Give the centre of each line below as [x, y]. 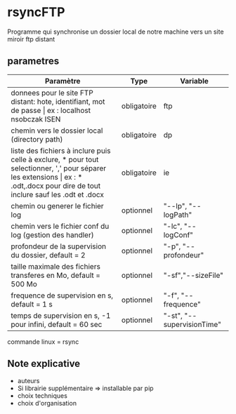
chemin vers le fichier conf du [60, 226]
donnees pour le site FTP [52, 93]
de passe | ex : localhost [51, 110]
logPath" [178, 215]
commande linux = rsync [43, 342]
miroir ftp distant [31, 39]
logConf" [178, 234]
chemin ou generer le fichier [57, 206]
